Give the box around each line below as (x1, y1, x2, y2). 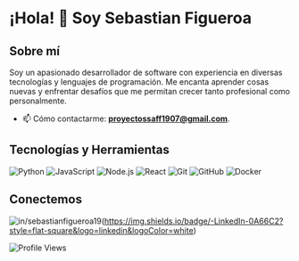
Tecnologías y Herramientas (9, 143, 170, 158)
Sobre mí (9, 44, 61, 59)
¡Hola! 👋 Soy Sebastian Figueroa (9, 8, 253, 29)
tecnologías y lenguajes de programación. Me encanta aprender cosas (9, 77, 270, 87)
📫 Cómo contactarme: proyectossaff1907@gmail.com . (21, 113, 230, 124)
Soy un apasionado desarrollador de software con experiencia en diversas (9, 67, 283, 77)
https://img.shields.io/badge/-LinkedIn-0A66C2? (104, 216, 284, 226)
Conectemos (9, 192, 83, 208)
